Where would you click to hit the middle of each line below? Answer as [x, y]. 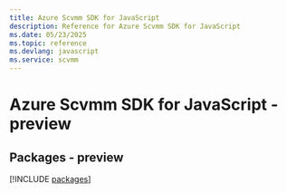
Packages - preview [67, 157]
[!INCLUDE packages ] [50, 179]
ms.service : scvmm [44, 60]
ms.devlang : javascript [54, 52]
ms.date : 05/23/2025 [48, 34]
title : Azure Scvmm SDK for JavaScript [85, 18]
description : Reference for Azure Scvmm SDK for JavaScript [125, 26]
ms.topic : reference [48, 43]
